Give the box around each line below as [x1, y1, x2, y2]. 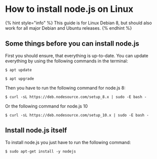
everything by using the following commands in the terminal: [5, 58, 128, 64]
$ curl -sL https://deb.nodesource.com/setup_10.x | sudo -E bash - [5, 112, 149, 117]
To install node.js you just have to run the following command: [5, 139, 131, 145]
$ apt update [5, 67, 32, 72]
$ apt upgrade [5, 76, 35, 81]
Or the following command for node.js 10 [5, 103, 88, 109]
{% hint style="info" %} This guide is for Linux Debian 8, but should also [5, 20, 152, 26]
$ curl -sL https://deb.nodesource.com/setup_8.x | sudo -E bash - [5, 94, 147, 100]
